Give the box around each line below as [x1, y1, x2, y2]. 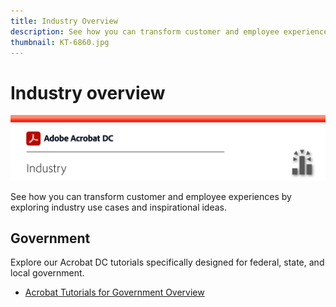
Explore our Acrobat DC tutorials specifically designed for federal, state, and [10, 256, 325, 269]
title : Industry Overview [10, 16, 118, 26]
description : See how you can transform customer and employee [10, 26, 280, 37]
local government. [10, 267, 85, 279]
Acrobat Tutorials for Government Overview [24, 286, 205, 299]
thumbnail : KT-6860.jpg [10, 37, 110, 47]
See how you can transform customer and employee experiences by [10, 190, 292, 202]
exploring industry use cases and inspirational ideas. [10, 201, 228, 213]
